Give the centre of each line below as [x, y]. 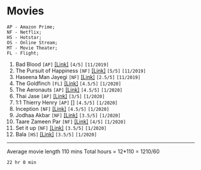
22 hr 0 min [21, 162]
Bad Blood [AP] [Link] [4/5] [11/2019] [62, 64]
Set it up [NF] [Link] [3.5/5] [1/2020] [61, 127]
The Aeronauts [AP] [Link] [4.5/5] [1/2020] [69, 89]
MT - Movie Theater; [33, 48]
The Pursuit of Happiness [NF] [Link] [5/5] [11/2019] [81, 71]
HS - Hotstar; [24, 37]
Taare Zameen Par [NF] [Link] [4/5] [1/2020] [71, 122]
